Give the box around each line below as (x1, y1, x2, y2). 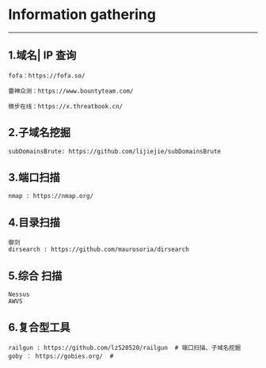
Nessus (8, 290, 30, 298)
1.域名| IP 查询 (8, 49, 77, 63)
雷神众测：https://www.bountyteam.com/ (8, 87, 134, 95)
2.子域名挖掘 (8, 126, 71, 139)
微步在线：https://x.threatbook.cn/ (8, 102, 123, 110)
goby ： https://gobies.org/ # (8, 352, 114, 360)
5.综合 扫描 (8, 269, 63, 283)
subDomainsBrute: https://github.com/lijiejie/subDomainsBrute (8, 147, 222, 155)
